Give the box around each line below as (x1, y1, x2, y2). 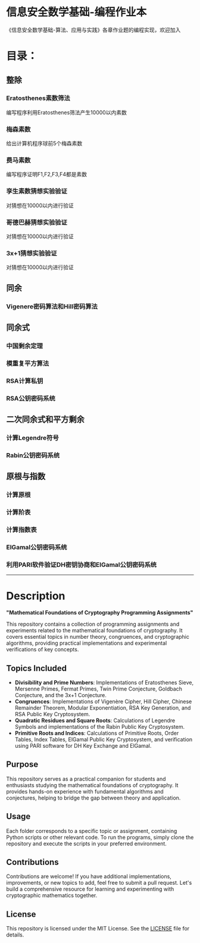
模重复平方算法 (6, 359, 49, 367)
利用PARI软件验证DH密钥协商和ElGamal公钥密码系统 (6, 560, 157, 569)
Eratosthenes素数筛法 (6, 94, 70, 102)
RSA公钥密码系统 (6, 394, 55, 402)
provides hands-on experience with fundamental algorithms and (6, 788, 164, 795)
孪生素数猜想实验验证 (6, 187, 67, 195)
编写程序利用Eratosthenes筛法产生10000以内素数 (6, 108, 127, 116)
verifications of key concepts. (6, 646, 79, 653)
